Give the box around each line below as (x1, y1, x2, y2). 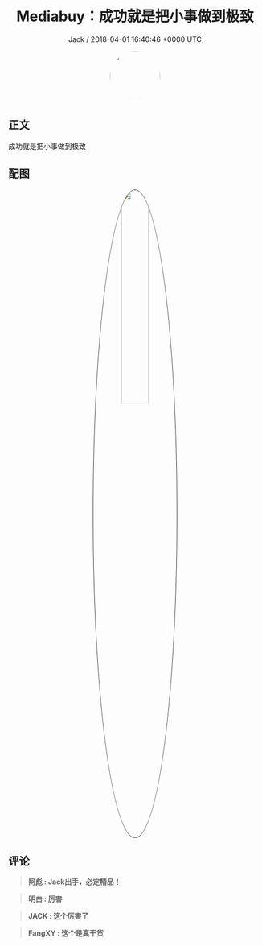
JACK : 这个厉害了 (27, 911, 89, 921)
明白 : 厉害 (27, 894, 63, 904)
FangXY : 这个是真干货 (27, 928, 104, 938)
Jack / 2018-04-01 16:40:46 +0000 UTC (68, 34, 203, 44)
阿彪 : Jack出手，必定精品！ (27, 877, 121, 886)
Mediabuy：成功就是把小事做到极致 (15, 7, 255, 26)
